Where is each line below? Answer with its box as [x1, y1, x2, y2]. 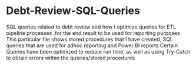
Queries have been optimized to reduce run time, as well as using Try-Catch [6, 48, 191, 55]
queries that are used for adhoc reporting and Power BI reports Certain [6, 42, 178, 49]
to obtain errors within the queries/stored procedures [6, 54, 135, 61]
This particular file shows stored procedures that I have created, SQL [6, 36, 174, 43]
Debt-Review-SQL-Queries [6, 4, 140, 17]
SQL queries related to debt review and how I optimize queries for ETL [6, 23, 177, 30]
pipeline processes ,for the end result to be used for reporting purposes [6, 29, 181, 36]
